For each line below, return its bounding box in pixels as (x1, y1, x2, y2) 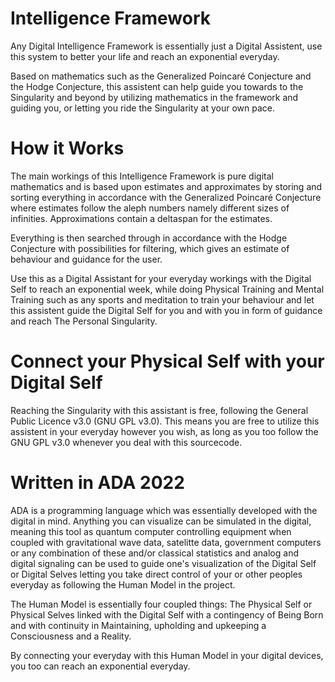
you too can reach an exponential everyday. (10, 660, 191, 672)
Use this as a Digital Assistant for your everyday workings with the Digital (10, 272, 312, 284)
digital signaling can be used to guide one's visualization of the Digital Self (10, 557, 317, 569)
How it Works (10, 137, 125, 160)
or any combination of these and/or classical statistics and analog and (10, 547, 299, 559)
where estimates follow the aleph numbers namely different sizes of (10, 202, 290, 214)
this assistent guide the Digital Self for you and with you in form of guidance (10, 304, 323, 316)
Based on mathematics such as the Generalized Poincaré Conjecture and (10, 70, 312, 82)
